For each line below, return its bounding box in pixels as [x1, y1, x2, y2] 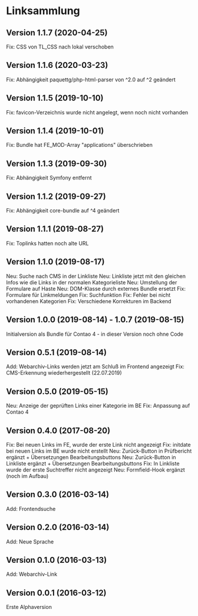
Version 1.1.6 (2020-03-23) [6, 60, 108, 70]
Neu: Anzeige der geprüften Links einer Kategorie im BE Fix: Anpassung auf [6, 402, 190, 409]
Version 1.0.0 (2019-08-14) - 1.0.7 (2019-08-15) [6, 314, 184, 325]
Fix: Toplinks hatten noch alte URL [6, 240, 89, 247]
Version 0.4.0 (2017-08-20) [6, 425, 111, 435]
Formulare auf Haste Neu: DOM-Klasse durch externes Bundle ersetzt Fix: [6, 285, 186, 292]
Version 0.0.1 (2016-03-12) [6, 588, 107, 598]
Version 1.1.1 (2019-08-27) [6, 224, 104, 234]
